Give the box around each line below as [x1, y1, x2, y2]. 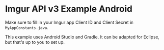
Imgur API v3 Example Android [5, 3, 133, 15]
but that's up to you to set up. [5, 39, 65, 45]
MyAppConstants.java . [5, 24, 49, 30]
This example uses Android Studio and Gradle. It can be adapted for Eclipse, [5, 34, 160, 40]
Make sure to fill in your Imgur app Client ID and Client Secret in [5, 19, 134, 25]
